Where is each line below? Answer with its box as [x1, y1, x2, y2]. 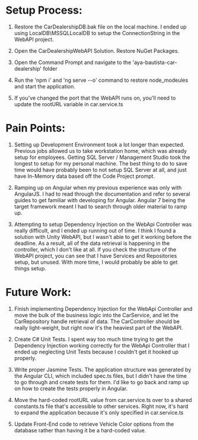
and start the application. [14, 82, 75, 90]
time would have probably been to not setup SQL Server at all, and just [14, 166, 187, 173]
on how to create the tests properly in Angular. [14, 385, 128, 392]
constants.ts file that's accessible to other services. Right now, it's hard [14, 403, 189, 410]
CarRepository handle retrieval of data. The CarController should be [14, 318, 180, 325]
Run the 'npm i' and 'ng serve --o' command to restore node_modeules [14, 76, 189, 84]
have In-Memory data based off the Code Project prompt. [14, 173, 155, 180]
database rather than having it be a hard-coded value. [14, 426, 146, 433]
